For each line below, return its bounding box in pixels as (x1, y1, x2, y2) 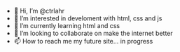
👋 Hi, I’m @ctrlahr (13, 7, 65, 15)
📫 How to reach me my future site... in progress (13, 37, 153, 45)
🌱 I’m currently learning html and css (13, 22, 120, 30)
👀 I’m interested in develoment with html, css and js (13, 14, 162, 22)
